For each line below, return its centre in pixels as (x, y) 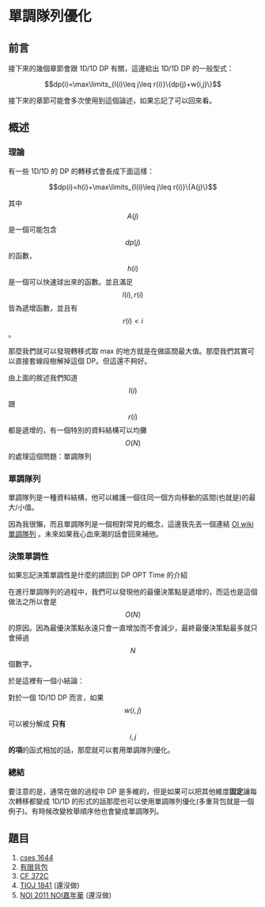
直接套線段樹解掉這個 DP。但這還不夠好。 (83, 361)
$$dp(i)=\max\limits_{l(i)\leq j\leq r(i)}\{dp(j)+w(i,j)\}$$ (133, 84)
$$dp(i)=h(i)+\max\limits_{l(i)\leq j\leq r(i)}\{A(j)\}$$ (133, 187)
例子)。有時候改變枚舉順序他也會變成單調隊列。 (86, 811)
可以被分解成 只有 (37, 724)
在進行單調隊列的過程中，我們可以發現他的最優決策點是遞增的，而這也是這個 (133, 592)
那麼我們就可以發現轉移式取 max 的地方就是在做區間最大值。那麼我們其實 (128, 351)
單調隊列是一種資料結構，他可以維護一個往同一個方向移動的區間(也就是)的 (129, 497)
